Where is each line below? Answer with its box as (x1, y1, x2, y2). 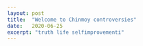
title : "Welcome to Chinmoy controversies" (7, 16, 137, 23)
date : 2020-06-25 (7, 22, 63, 29)
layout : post (7, 9, 45, 17)
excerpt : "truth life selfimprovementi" (7, 28, 125, 36)
